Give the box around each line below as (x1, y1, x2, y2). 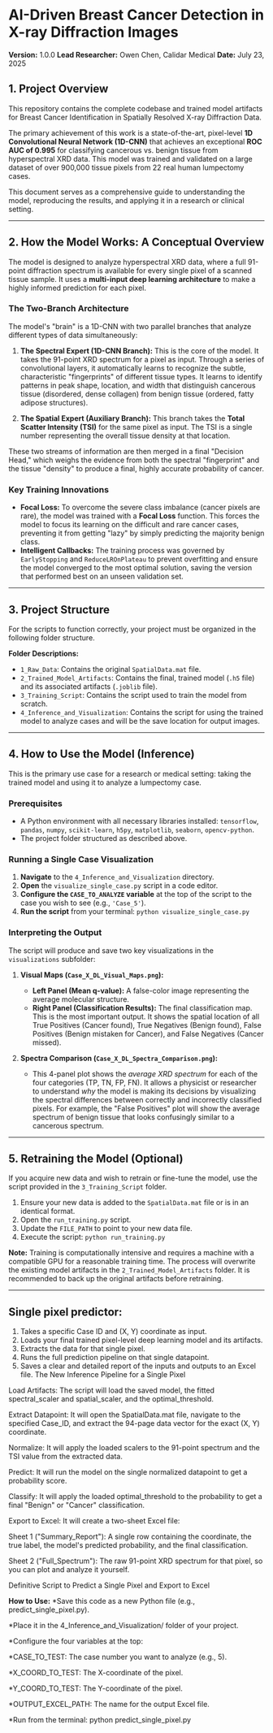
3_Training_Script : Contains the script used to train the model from (19, 690, 248, 700)
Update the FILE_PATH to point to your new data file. (19, 1224, 193, 1233)
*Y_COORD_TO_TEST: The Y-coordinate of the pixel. (8, 1683, 183, 1693)
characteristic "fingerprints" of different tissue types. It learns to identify (19, 371, 262, 381)
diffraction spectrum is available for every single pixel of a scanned (27, 266, 253, 275)
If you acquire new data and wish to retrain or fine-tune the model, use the (8, 1173, 258, 1183)
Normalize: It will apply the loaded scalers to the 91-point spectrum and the (8, 1443, 260, 1453)
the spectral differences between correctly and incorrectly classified (32, 1094, 262, 1104)
